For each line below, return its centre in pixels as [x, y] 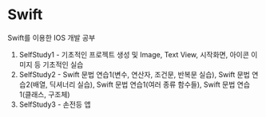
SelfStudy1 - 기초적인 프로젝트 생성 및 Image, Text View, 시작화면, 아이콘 [134, 54]
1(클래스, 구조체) [44, 94]
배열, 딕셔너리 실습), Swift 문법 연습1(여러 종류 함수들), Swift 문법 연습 [141, 84]
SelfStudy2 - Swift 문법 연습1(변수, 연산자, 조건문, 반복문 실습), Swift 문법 [135, 74]
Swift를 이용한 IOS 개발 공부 [52, 37]
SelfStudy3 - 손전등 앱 [55, 104]
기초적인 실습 [63, 64]
